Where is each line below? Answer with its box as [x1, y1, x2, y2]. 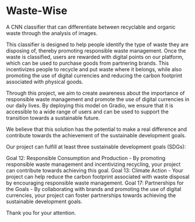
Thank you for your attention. [6, 209, 76, 216]
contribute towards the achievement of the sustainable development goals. [6, 131, 186, 138]
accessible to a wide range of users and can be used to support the [6, 108, 169, 115]
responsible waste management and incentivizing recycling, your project [6, 161, 181, 168]
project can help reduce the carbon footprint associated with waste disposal [6, 173, 190, 180]
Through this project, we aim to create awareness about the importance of [6, 89, 185, 96]
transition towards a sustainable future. [6, 114, 100, 121]
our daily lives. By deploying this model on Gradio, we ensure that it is [6, 102, 173, 109]
